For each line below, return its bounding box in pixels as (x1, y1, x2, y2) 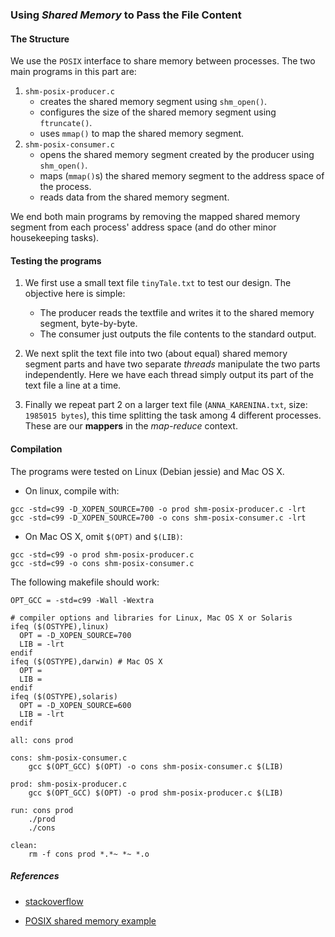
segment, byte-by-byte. (39, 318, 138, 330)
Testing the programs (10, 254, 102, 267)
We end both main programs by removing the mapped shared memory (10, 211, 301, 223)
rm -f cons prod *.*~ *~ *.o (28, 849, 150, 859)
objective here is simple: (24, 288, 126, 300)
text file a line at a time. (24, 379, 122, 392)
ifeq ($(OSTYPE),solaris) (10, 691, 118, 702)
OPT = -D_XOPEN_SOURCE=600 (19, 700, 132, 710)
